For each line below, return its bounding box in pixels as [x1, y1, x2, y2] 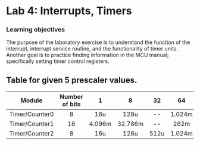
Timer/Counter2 [9, 130, 54, 138]
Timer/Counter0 [9, 110, 54, 118]
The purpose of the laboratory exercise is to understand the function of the [6, 39, 190, 46]
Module [20, 96, 43, 105]
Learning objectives [6, 26, 65, 34]
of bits [62, 100, 82, 108]
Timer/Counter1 [9, 120, 54, 128]
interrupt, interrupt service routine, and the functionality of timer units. [6, 45, 179, 52]
